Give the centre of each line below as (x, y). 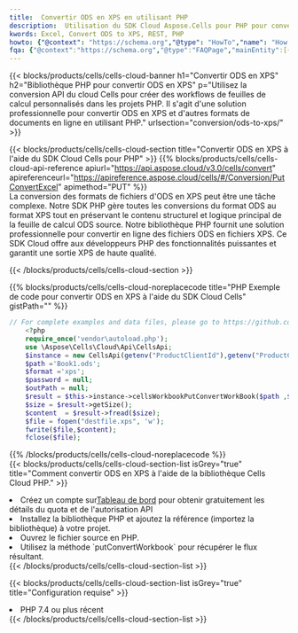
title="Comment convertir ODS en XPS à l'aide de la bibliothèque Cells (137, 473)
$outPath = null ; (57, 388)
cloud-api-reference (47, 168)
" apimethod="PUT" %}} (102, 187)
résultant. (27, 557)
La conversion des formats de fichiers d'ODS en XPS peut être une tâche (143, 197)
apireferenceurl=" (42, 177)
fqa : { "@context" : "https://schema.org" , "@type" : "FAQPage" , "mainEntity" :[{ (150, 51)
